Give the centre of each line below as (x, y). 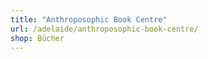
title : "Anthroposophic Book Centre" (89, 19)
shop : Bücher (37, 38)
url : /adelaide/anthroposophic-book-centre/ (104, 29)
